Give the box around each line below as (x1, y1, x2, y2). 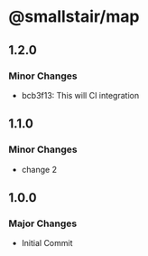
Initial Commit (21, 238, 73, 249)
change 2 (21, 164, 58, 175)
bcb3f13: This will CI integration (21, 90, 140, 100)
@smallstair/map (8, 6, 140, 27)
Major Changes (8, 217, 78, 230)
